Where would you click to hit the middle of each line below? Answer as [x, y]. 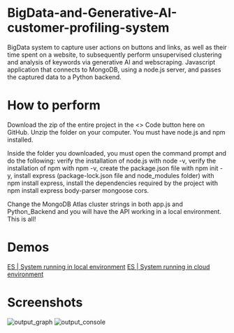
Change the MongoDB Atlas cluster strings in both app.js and [95, 204]
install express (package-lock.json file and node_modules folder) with [114, 175]
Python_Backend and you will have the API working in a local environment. [114, 211]
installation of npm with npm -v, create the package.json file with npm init [113, 168]
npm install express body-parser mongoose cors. [78, 190]
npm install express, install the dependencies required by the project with [113, 183]
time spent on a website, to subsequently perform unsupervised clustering [115, 55]
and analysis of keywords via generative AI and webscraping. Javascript [111, 62]
